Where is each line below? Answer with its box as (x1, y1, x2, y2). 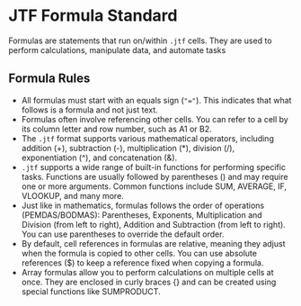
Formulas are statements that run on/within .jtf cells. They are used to (8, 35, 272, 46)
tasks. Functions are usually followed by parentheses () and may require (21, 171, 288, 182)
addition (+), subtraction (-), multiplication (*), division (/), (21, 142, 235, 153)
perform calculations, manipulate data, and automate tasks (8, 44, 226, 55)
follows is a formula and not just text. (21, 104, 158, 115)
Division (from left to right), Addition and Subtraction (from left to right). (21, 219, 287, 229)
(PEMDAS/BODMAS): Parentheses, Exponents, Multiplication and (21, 209, 262, 220)
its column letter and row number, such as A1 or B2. (21, 123, 212, 134)
